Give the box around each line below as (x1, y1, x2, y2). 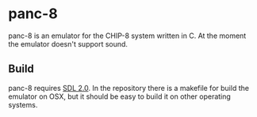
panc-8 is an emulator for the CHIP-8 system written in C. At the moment (8, 31, 247, 40)
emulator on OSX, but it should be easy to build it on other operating (8, 92, 232, 101)
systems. (8, 100, 38, 109)
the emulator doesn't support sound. (8, 39, 128, 48)
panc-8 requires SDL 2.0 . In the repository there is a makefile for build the (8, 83, 250, 92)
